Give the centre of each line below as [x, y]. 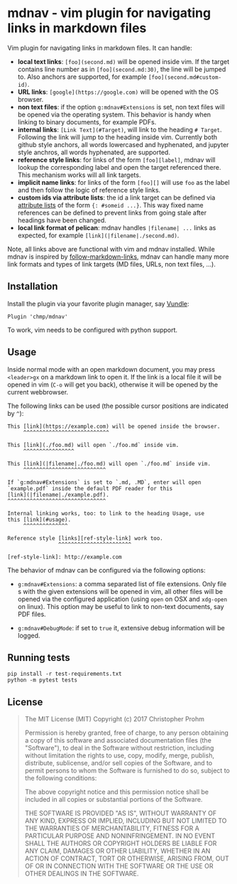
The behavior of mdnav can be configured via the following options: [106, 570]
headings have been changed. [62, 220]
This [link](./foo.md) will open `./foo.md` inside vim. [93, 445]
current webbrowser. [38, 392]
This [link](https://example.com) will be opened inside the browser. [114, 426]
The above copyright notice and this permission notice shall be [117, 792]
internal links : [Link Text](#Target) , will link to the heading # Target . [120, 129]
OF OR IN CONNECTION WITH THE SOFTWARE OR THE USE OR [119, 866]
